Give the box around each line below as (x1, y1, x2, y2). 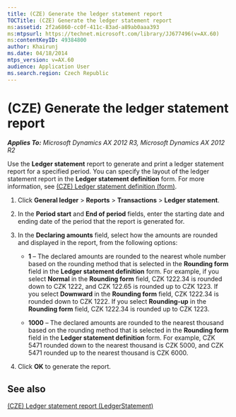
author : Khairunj (7, 43, 59, 50)
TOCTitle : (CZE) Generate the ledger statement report (7, 17, 172, 24)
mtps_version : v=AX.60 (7, 57, 74, 64)
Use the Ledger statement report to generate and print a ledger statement (7, 160, 224, 168)
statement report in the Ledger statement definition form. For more (7, 175, 205, 183)
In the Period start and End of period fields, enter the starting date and (17, 210, 225, 218)
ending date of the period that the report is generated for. (17, 217, 185, 226)
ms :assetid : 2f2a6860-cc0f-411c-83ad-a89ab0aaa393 (7, 23, 160, 30)
